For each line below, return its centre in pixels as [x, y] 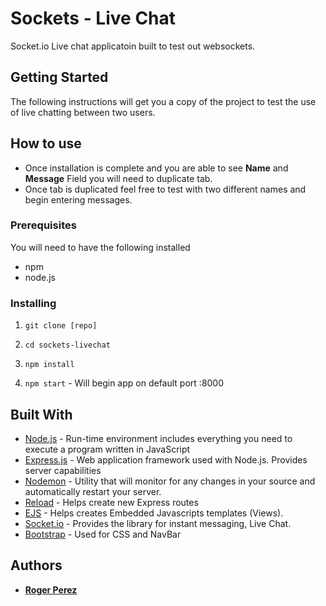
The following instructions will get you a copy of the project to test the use [163, 101]
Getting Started [59, 77]
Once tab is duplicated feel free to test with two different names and [165, 189]
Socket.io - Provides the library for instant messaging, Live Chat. [158, 523]
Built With [41, 414]
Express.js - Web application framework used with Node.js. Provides [166, 459]
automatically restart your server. [93, 491]
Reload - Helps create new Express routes [111, 502]
